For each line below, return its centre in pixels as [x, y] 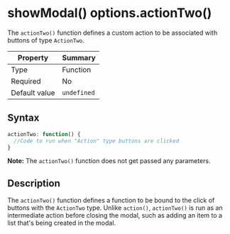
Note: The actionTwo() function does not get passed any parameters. [109, 161]
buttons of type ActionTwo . [46, 40]
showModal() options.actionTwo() [110, 13]
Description [34, 183]
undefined [78, 93]
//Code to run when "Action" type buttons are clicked [97, 141]
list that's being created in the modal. [61, 223]
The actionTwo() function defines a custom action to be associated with [113, 33]
